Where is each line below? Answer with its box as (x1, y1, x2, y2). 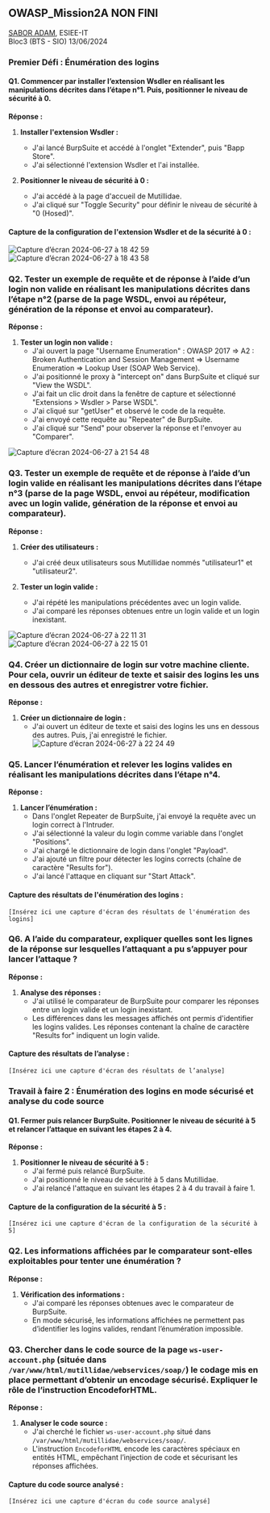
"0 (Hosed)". (31, 208, 74, 218)
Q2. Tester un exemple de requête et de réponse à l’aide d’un (8, 273, 251, 285)
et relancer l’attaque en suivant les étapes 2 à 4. (8, 1124, 172, 1134)
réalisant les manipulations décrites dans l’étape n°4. (8, 769, 221, 780)
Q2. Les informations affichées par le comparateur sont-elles (8, 1245, 252, 1257)
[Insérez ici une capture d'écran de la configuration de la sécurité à (8, 1219, 258, 1228)
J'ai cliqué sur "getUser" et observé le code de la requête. (31, 406, 226, 416)
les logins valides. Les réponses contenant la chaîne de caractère (31, 1022, 250, 1032)
